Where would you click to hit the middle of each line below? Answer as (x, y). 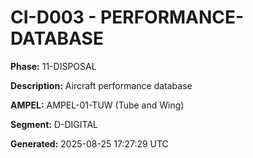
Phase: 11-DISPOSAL (53, 66)
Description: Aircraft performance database (101, 85)
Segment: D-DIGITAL (54, 124)
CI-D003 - (53, 17)
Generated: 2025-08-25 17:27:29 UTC (89, 143)
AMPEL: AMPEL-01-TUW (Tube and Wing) (97, 105)
